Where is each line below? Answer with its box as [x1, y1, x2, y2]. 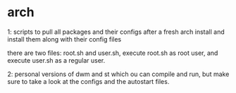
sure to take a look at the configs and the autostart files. [7, 77, 170, 85]
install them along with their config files [7, 35, 122, 43]
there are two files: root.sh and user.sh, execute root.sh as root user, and [7, 49, 218, 57]
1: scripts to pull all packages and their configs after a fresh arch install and [7, 27, 225, 36]
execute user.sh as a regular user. [7, 56, 106, 64]
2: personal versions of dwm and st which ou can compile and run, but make [7, 70, 230, 78]
